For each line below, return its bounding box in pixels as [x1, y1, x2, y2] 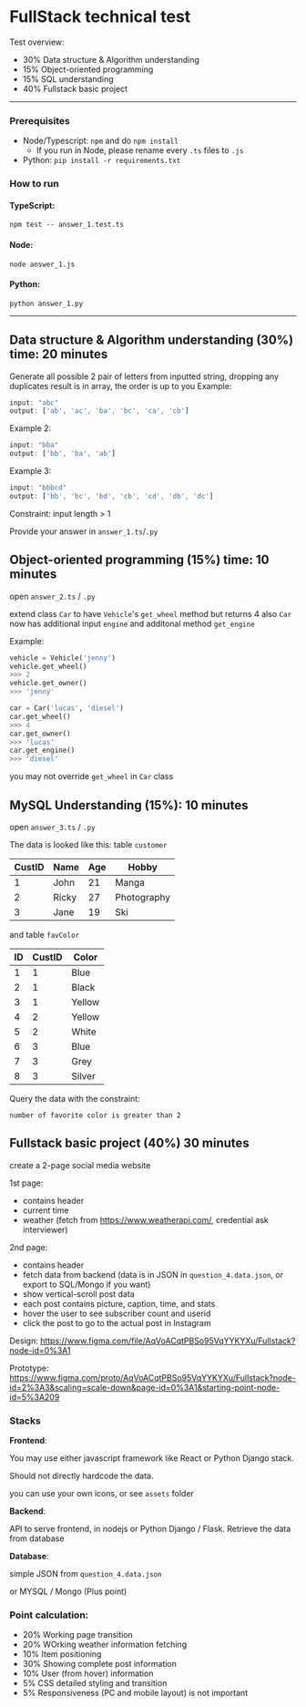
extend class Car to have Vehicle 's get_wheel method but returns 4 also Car [9, 608, 292, 619]
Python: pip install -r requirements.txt [22, 155, 181, 166]
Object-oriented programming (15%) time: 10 [9, 552, 270, 568]
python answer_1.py [9, 299, 84, 308]
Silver [71, 1069, 96, 1082]
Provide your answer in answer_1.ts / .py [9, 526, 158, 537]
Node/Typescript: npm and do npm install [22, 135, 179, 147]
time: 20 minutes [9, 346, 108, 362]
